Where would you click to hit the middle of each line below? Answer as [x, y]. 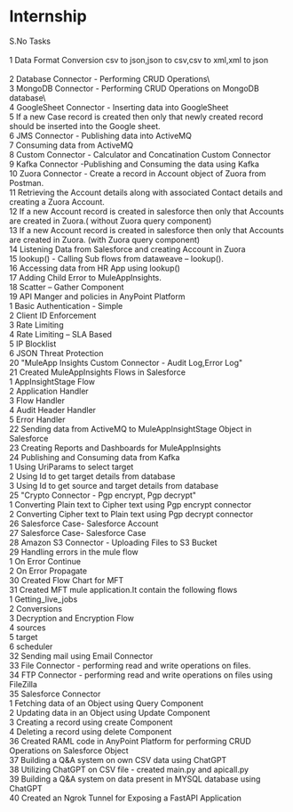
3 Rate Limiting [36, 325]
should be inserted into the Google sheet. [85, 126]
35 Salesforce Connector [55, 694]
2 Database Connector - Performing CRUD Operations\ [110, 78]
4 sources [28, 627]
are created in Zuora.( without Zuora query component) [111, 221]
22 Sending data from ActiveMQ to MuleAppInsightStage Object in [131, 428]
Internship [48, 16]
